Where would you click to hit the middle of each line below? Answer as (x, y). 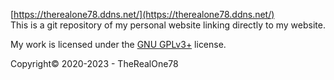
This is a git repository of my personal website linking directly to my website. (168, 25)
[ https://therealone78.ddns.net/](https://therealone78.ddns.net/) (142, 14)
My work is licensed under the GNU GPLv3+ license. (118, 44)
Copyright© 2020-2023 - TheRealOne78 (94, 63)
